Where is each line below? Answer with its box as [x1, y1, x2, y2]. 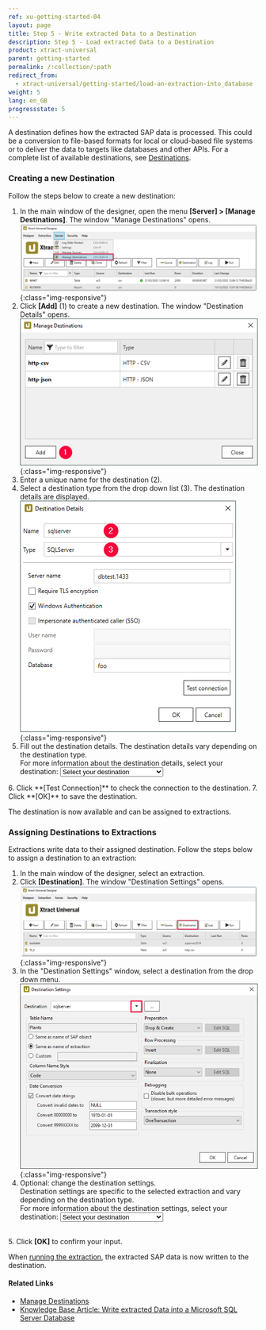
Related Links [8, 1278, 54, 1288]
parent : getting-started [8, 55, 90, 63]
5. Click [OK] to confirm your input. [8, 1236, 123, 1246]
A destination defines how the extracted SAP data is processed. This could [8, 128, 253, 137]
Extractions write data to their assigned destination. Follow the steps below [8, 845, 253, 854]
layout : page [8, 21, 51, 29]
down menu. [19, 975, 61, 985]
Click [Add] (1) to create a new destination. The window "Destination [19, 302, 244, 311]
